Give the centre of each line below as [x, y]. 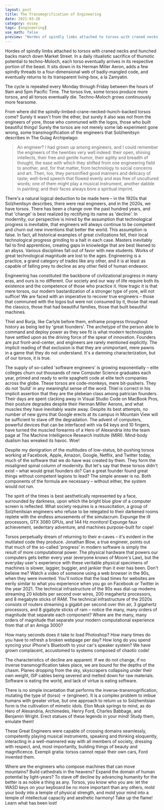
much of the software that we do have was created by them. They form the [81, 460]
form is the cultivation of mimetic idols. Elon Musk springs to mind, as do [78, 706]
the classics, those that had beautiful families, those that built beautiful [76, 306]
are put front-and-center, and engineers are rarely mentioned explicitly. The [81, 342]
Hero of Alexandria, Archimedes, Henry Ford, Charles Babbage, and [73, 711]
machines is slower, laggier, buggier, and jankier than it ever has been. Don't [82, 568]
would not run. [20, 486]
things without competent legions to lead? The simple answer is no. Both [78, 476]
